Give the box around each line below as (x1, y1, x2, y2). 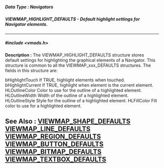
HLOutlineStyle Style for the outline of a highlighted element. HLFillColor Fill (5, 98, 157, 104)
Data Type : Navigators (5, 4, 54, 10)
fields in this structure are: (5, 68, 58, 74)
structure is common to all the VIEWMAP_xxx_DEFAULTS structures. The (5, 62, 151, 68)
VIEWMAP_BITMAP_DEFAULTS (5, 148, 102, 156)
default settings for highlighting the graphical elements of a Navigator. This (5, 57, 156, 63)
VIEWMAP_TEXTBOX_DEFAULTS (5, 155, 106, 163)
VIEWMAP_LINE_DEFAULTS (5, 125, 91, 133)
